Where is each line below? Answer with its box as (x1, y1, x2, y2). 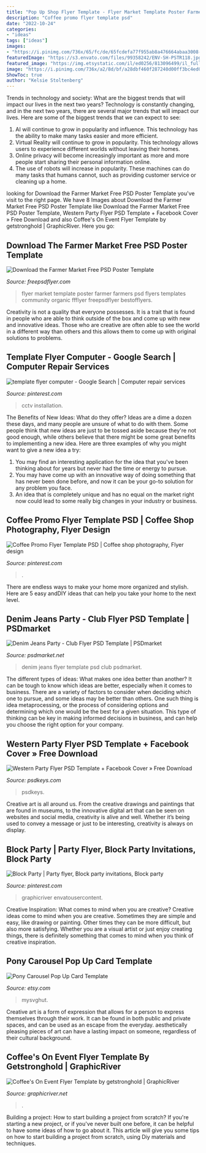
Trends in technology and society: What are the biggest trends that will (6, 94, 186, 102)
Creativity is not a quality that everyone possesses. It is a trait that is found (6, 308, 195, 315)
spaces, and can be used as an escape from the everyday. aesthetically (6, 1021, 188, 1028)
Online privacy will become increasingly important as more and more (15, 152, 189, 160)
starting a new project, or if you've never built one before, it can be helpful (6, 1120, 194, 1127)
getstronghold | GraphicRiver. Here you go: (6, 222, 115, 230)
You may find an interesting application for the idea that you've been (15, 458, 188, 465)
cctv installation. (21, 401, 63, 409)
